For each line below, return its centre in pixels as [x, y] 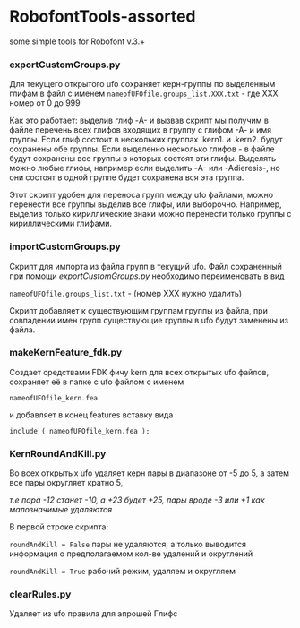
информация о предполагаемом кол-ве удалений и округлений [131, 554]
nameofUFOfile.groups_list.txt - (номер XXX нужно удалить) [126, 293]
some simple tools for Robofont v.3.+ [77, 41]
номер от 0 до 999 [45, 103]
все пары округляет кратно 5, [66, 483]
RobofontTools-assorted [103, 17]
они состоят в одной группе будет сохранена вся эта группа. [127, 177]
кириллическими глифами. [61, 224]
